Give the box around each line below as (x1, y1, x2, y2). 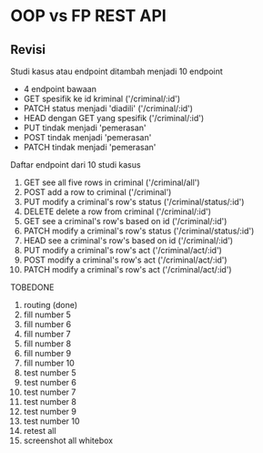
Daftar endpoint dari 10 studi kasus (10, 160, 141, 170)
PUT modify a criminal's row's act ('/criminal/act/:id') (23, 245, 222, 255)
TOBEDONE (10, 282, 55, 293)
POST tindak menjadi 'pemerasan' (23, 132, 152, 142)
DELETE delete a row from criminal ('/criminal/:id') (23, 206, 212, 217)
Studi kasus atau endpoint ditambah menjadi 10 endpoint (10, 66, 224, 77)
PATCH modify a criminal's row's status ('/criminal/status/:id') (23, 225, 255, 236)
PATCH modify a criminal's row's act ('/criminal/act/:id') (23, 264, 232, 274)
